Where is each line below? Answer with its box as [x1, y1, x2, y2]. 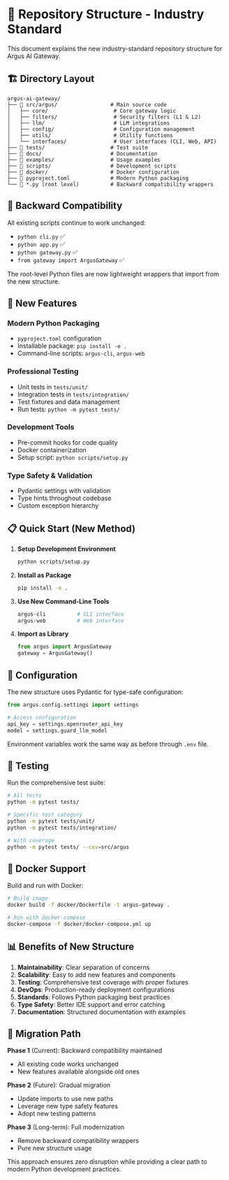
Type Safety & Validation [7, 471, 93, 480]
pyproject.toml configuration [17, 334, 102, 342]
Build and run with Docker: [7, 882, 84, 890]
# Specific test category [7, 812, 82, 819]
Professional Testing [7, 367, 79, 377]
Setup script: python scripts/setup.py [17, 453, 128, 461]
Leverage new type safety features [17, 1102, 119, 1111]
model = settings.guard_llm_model [7, 727, 108, 734]
